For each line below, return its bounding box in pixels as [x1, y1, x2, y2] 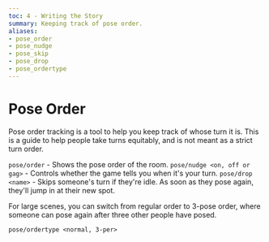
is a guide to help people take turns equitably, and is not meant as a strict [8, 135, 253, 145]
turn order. [8, 144, 45, 153]
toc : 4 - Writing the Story [8, 11, 104, 20]
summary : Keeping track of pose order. [8, 19, 143, 28]
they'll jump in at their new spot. [8, 185, 116, 195]
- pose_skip [8, 50, 49, 58]
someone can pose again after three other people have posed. [8, 210, 217, 219]
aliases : [8, 27, 38, 35]
